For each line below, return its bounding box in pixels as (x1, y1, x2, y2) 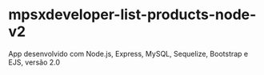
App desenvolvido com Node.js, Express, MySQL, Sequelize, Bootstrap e (8, 49, 249, 58)
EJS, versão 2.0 (8, 57, 61, 67)
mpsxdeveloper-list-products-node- (8, 6, 257, 24)
